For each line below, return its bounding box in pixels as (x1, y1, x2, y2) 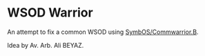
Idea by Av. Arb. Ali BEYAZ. (7, 41, 84, 49)
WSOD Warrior (7, 5, 93, 21)
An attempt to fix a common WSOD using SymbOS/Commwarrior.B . (7, 28, 199, 36)
